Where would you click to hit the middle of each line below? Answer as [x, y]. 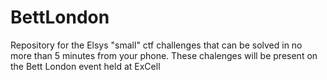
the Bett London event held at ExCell [85, 66]
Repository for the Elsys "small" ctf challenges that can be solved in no [156, 45]
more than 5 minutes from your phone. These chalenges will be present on [164, 55]
